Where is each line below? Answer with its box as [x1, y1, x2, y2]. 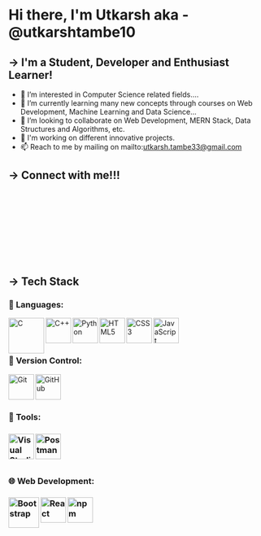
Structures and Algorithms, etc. [20, 124, 125, 133]
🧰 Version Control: [8, 355, 83, 367]
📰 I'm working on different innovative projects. [20, 133, 175, 142]
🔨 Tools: [8, 411, 41, 422]
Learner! [8, 68, 53, 82]
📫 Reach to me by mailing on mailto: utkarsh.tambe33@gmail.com [20, 142, 242, 151]
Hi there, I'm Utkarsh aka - [8, 6, 189, 24]
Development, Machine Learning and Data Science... [20, 107, 197, 116]
